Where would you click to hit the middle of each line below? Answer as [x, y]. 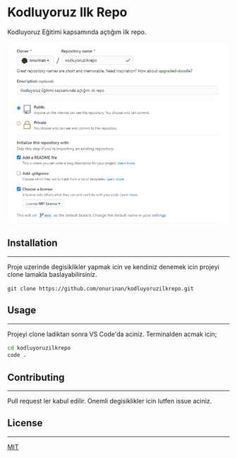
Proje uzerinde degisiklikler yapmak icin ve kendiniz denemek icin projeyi [114, 267]
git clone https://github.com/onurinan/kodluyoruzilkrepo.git [101, 288]
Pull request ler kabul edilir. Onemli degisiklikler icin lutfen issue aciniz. [110, 401]
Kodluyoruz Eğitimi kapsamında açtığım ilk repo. [77, 32]
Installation [32, 243]
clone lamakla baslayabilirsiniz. [52, 274]
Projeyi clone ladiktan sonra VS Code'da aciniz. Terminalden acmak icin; [112, 334]
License [25, 423]
